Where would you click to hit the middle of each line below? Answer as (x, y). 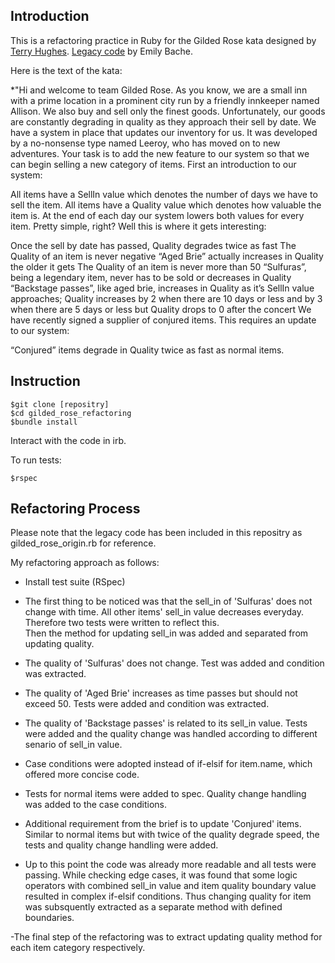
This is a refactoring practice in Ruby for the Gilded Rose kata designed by (163, 40)
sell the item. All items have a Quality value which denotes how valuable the (166, 205)
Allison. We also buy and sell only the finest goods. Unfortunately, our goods (168, 111)
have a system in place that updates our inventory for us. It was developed (164, 132)
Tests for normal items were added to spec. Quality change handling (165, 794)
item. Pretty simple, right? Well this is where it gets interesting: (138, 226)
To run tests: (36, 460)
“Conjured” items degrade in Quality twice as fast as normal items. (147, 350)
